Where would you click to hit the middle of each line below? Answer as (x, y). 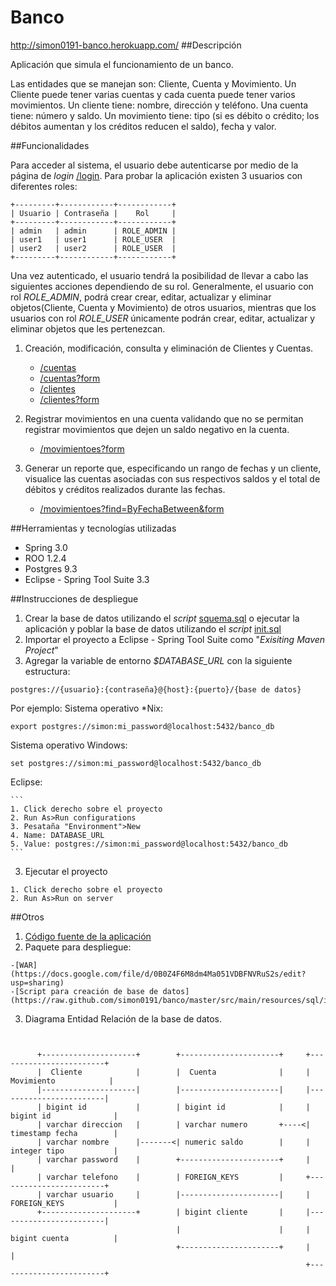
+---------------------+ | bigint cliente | (160, 1212)
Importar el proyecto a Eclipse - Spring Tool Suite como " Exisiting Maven (175, 639)
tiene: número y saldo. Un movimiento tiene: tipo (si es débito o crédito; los (165, 115)
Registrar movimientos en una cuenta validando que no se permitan (164, 418)
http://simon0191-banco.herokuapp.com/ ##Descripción (126, 45)
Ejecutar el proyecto (66, 871)
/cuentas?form (70, 378)
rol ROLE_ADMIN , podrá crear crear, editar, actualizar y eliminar (141, 297)
